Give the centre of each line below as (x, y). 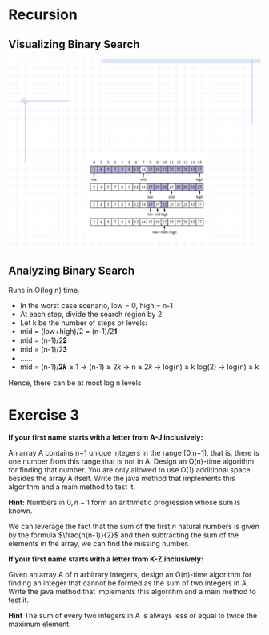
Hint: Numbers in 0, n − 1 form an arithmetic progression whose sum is (124, 502)
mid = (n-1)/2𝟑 (44, 349)
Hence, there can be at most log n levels (75, 383)
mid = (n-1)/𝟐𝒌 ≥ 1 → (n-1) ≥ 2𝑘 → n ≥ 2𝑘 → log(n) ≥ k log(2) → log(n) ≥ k (139, 367)
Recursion (43, 15)
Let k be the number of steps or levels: (84, 323)
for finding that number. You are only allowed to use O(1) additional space (129, 469)
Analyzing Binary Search (71, 271)
